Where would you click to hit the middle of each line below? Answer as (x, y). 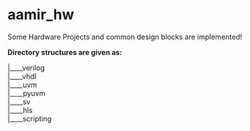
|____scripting (30, 118)
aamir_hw (41, 15)
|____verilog (26, 67)
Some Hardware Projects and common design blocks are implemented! (125, 37)
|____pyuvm (26, 93)
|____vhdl (22, 76)
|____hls (20, 110)
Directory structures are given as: (65, 52)
